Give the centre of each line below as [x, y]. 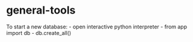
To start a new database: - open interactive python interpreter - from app [97, 27]
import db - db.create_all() [39, 33]
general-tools [41, 10]
